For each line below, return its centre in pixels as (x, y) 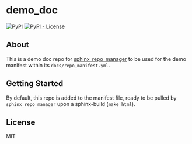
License (21, 122)
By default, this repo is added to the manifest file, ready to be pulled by (91, 98)
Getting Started (35, 83)
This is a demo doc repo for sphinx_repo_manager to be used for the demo (96, 59)
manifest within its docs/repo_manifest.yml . (58, 65)
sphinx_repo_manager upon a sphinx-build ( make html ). (71, 104)
